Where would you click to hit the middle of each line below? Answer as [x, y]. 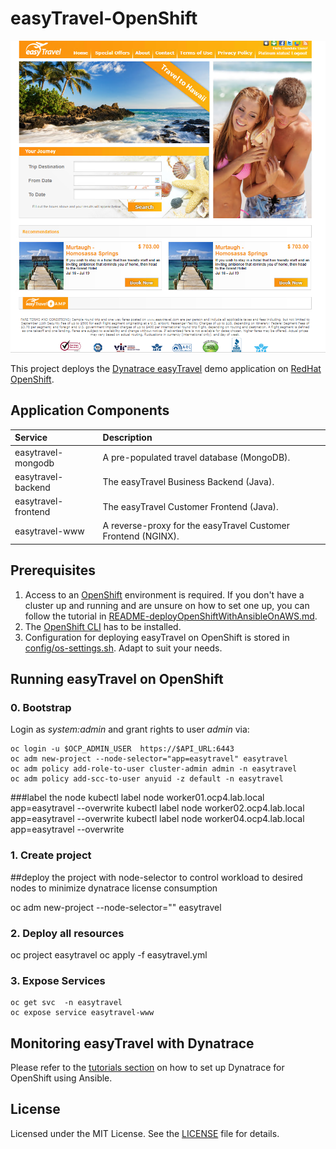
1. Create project [51, 855]
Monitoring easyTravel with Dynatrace [132, 1043]
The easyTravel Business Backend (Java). [188, 482]
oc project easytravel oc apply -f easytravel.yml [109, 954]
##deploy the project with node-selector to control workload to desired [156, 877]
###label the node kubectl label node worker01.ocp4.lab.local [137, 798]
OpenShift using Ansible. [61, 1078]
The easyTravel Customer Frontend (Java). [190, 506]
